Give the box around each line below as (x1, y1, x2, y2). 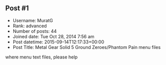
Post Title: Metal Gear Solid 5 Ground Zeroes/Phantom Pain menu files (12, 44, 161, 50)
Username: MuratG (12, 17, 53, 23)
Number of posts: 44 (12, 28, 57, 34)
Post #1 (5, 4, 29, 13)
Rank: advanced (12, 23, 47, 29)
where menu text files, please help (5, 54, 78, 60)
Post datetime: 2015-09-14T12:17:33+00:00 (12, 39, 105, 45)
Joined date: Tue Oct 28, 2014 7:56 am (12, 33, 94, 39)
